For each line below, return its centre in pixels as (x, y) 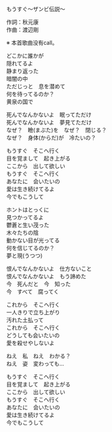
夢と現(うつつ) (24, 256)
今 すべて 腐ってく (33, 292)
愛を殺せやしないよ (31, 343)
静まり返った (22, 71)
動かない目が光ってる (33, 240)
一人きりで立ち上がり (33, 312)
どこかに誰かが (25, 56)
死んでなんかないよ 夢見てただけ (49, 122)
